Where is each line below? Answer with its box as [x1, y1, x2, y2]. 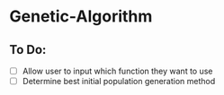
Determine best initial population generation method [22, 76, 216, 87]
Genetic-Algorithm [9, 6, 153, 27]
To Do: [9, 42, 47, 57]
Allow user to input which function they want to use [22, 65, 213, 76]
